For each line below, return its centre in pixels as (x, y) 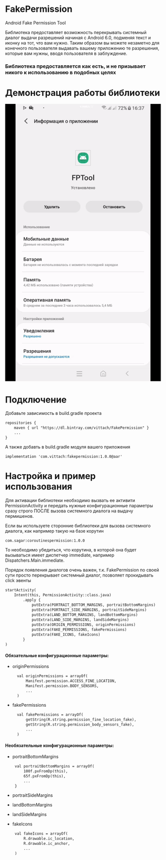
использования (39, 487)
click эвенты (18, 581)
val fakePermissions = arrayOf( (50, 715)
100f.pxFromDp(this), (46, 771)
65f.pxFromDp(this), (44, 776)
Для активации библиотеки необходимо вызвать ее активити (70, 500)
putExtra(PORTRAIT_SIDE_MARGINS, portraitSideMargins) (89, 610)
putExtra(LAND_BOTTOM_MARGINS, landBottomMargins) (85, 615)
